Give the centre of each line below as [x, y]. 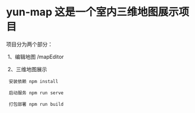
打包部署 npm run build [36, 104]
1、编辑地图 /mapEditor [35, 56]
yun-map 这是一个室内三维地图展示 [92, 12]
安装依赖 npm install [33, 81]
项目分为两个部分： [30, 44]
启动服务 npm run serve [36, 93]
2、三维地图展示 [27, 69]
